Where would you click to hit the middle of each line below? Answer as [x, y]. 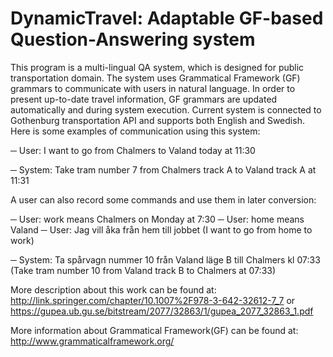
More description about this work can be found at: [113, 289]
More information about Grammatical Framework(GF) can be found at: [154, 330]
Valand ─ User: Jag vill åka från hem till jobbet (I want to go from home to [161, 229]
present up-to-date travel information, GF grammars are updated [144, 99]
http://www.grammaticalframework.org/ [92, 341]
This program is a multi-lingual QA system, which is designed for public [157, 67]
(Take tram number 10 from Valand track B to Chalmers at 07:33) [143, 270]
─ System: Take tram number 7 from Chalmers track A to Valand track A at [163, 169]
